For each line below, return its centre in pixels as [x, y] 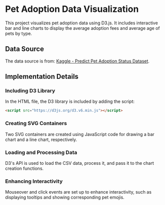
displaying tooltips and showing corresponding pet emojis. [65, 198]
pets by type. [19, 33]
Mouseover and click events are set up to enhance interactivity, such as [79, 192]
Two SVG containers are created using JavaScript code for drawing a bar [80, 134]
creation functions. [24, 168]
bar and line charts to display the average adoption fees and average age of [82, 28]
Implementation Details [42, 77]
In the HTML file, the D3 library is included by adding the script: [70, 102]
